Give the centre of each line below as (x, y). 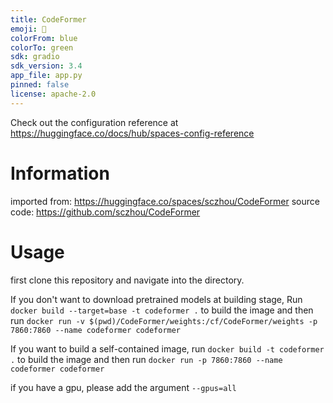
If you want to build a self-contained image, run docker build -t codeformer (167, 348)
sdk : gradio (35, 57)
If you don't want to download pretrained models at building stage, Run (156, 299)
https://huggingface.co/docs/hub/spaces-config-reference (132, 133)
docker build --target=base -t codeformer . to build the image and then (162, 310)
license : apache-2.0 (53, 94)
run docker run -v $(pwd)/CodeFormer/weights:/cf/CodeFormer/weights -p (164, 320)
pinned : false (40, 85)
